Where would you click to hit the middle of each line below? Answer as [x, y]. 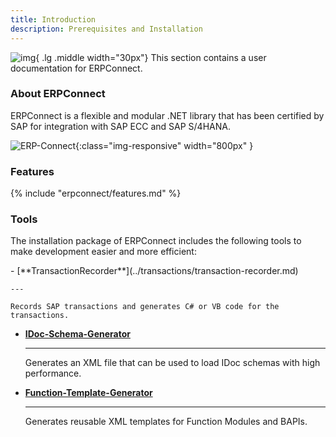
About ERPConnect [58, 94]
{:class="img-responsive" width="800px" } [164, 145]
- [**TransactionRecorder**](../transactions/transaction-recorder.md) [154, 271]
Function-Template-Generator [88, 393]
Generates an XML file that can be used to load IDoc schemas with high [172, 363]
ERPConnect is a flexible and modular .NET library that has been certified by [167, 115]
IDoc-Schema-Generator [77, 334]
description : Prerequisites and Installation [106, 29]
